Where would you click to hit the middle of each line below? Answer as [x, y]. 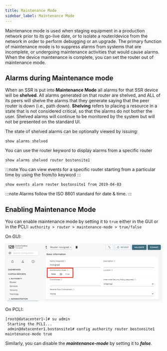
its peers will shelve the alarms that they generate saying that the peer [77, 101]
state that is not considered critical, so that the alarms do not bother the [79, 111]
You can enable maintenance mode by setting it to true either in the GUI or [82, 221]
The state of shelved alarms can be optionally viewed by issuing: [72, 132]
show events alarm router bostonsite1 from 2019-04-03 [63, 184]
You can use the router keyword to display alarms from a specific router [79, 151]
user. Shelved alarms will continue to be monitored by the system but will [80, 117]
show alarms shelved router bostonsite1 [48, 160]
